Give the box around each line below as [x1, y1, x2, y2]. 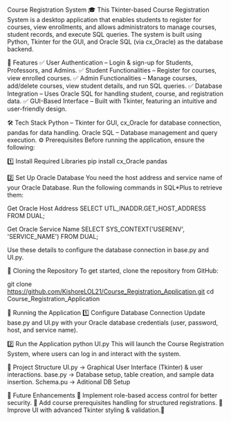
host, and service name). [7, 326, 78, 334]
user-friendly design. [7, 105, 67, 113]
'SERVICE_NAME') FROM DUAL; [7, 233, 99, 240]
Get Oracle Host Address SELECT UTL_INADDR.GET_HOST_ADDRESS [7, 204, 206, 213]
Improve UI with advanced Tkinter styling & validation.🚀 [7, 406, 165, 414]
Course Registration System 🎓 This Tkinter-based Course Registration [7, 6, 210, 14]
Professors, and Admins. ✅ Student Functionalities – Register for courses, [7, 66, 216, 74]
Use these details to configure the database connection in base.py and [7, 246, 209, 254]
